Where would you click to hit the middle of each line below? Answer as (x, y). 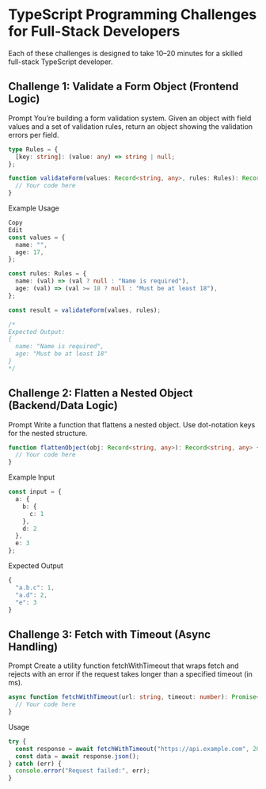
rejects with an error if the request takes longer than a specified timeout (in (131, 674)
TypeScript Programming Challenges (133, 15)
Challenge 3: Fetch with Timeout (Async (110, 634)
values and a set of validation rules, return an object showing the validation (131, 126)
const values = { (37, 237)
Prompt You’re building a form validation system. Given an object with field (130, 118)
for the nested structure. (48, 433)
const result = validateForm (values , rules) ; (84, 310)
